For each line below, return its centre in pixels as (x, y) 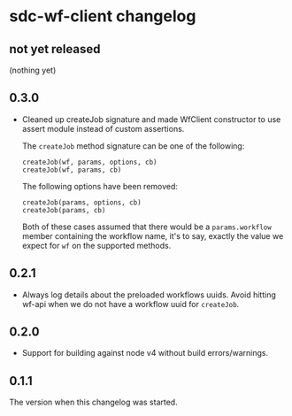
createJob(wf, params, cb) (72, 170)
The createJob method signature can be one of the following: (133, 146)
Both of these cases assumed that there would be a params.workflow (146, 227)
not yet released (55, 49)
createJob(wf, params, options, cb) (89, 162)
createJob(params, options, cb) (81, 202)
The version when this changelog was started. (94, 402)
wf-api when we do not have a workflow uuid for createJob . (131, 304)
